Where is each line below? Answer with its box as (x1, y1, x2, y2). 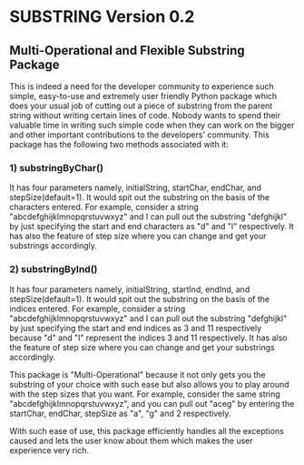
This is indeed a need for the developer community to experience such (9, 81, 274, 92)
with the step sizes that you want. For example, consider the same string (9, 389, 281, 399)
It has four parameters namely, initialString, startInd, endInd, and (9, 284, 250, 295)
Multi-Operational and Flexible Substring (9, 43, 245, 58)
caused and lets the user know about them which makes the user (9, 435, 254, 446)
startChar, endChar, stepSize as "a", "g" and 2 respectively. (9, 408, 231, 419)
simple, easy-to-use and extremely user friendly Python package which (9, 91, 278, 101)
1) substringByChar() (9, 161, 104, 174)
